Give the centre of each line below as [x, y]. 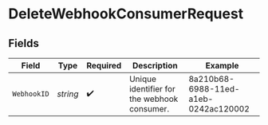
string [68, 94]
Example [222, 66]
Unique [143, 79]
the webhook [154, 99]
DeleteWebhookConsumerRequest [126, 14]
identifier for [152, 89]
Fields [24, 43]
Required [104, 66]
